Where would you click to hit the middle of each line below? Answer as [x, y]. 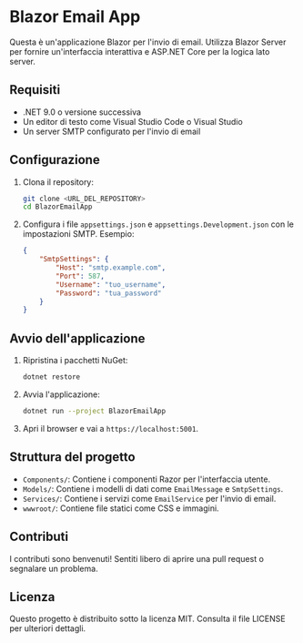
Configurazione [55, 160]
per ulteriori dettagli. [48, 628]
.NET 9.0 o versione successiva [82, 112]
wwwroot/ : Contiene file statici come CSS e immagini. [121, 508]
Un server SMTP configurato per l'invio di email [111, 131]
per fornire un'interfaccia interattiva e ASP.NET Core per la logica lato [140, 51]
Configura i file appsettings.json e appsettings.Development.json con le [158, 224]
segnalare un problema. [54, 568]
